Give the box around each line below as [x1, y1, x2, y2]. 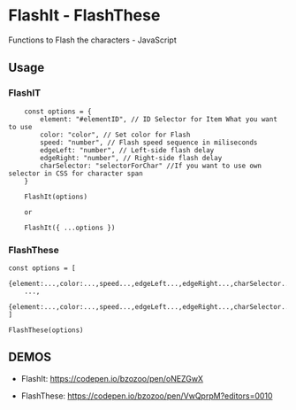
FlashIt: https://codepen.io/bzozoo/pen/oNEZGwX [20, 373, 204, 383]
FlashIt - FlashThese [8, 5, 161, 26]
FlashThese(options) [8, 325, 85, 335]
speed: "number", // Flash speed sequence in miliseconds [40, 138, 258, 147]
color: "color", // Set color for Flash [40, 130, 191, 139]
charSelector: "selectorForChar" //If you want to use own [40, 161, 262, 170]
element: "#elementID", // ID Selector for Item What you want [40, 114, 277, 124]
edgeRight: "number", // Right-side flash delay [40, 153, 223, 162]
